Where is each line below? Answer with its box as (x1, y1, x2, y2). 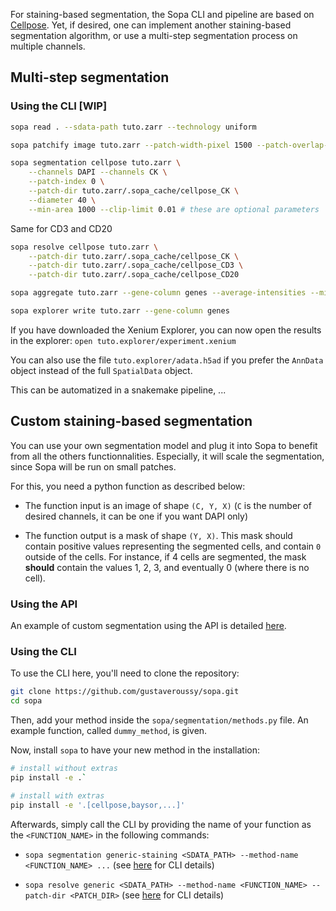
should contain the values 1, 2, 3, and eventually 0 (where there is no (24, 561, 310, 573)
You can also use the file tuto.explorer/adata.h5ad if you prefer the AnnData (10, 354, 324, 366)
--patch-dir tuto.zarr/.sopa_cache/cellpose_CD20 (28, 270, 240, 280)
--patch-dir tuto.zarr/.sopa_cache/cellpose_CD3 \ (28, 260, 244, 271)
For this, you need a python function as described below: (10, 480, 246, 492)
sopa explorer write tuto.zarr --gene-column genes (10, 306, 230, 316)
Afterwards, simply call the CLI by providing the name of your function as (10, 818, 312, 830)
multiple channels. (10, 40, 86, 52)
